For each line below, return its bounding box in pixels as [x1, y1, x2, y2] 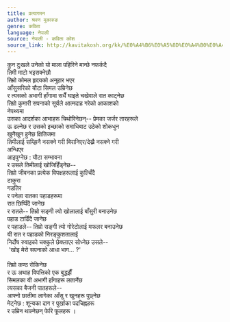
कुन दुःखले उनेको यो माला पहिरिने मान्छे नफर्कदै [7, 61, 107, 69]
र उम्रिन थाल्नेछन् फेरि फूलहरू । [7, 307, 77, 315]
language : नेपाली [7, 29, 49, 36]
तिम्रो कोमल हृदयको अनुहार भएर [7, 76, 75, 84]
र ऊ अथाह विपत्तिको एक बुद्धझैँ [7, 269, 72, 276]
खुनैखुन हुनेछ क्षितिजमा [7, 130, 56, 138]
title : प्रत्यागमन [7, 10, 46, 17]
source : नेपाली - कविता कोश [7, 36, 75, 42]
